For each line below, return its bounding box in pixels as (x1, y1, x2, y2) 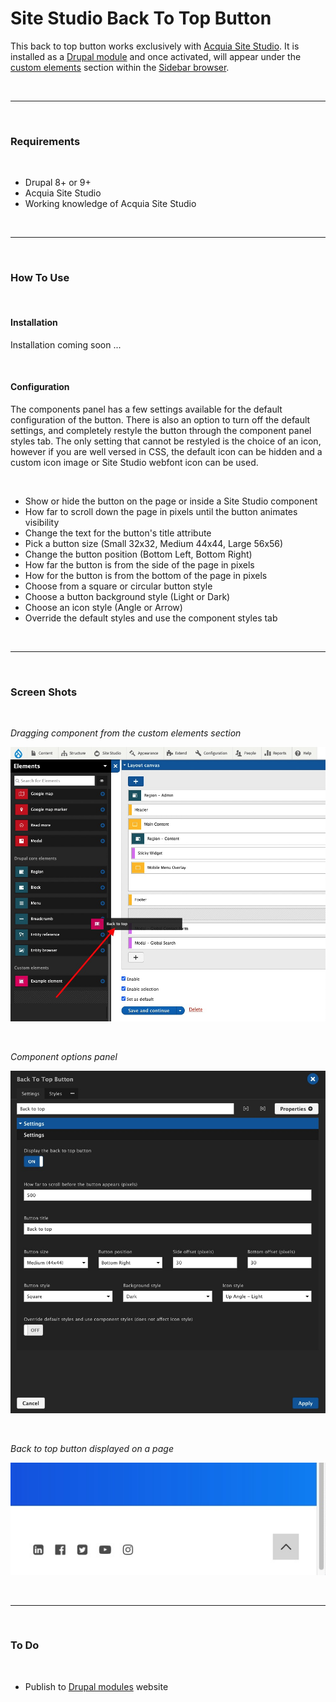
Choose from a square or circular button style (24, 580, 213, 592)
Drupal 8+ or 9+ (24, 177, 92, 189)
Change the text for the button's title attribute (24, 527, 212, 539)
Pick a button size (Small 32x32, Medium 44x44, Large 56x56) (24, 537, 284, 549)
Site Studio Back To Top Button (10, 7, 272, 30)
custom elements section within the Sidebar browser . (10, 61, 230, 73)
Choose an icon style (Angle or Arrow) (24, 601, 183, 613)
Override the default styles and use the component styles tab (24, 612, 278, 624)
